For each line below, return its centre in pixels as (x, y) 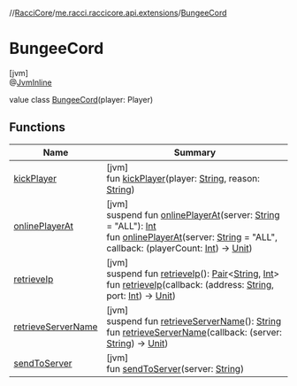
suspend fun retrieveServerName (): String (193, 320)
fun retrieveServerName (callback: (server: (194, 332)
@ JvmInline (30, 82)
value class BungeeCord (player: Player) (81, 99)
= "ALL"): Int (131, 226)
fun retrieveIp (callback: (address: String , (190, 284)
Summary (195, 152)
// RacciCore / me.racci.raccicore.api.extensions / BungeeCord (118, 13)
